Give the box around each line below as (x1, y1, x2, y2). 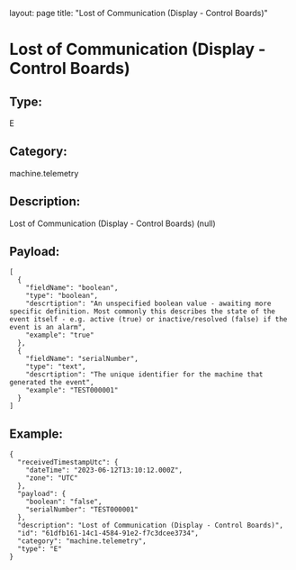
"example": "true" (25, 330, 94, 340)
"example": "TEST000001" (25, 386, 119, 395)
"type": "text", (25, 362, 87, 372)
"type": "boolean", (25, 292, 99, 301)
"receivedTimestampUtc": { (17, 458, 119, 467)
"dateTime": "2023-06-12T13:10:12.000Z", (25, 466, 183, 475)
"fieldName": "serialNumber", (25, 355, 139, 364)
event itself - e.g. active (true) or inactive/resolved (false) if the (9, 315, 288, 324)
